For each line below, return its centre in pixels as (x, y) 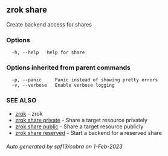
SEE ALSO (21, 101)
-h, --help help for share (48, 53)
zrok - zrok (29, 113)
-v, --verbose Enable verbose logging (63, 86)
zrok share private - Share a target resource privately (81, 120)
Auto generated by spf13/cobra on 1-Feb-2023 (64, 146)
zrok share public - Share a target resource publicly (79, 126)
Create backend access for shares (49, 24)
